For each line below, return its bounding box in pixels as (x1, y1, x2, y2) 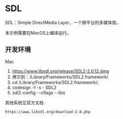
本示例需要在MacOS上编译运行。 (5, 30, 72, 35)
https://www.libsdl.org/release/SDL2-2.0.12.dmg (12, 68, 109, 74)
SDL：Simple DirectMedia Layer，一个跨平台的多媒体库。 (5, 19, 121, 25)
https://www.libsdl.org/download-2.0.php (5, 109, 91, 114)
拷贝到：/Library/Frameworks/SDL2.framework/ (12, 74, 108, 80)
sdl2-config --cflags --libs (12, 89, 65, 95)
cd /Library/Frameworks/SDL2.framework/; (12, 79, 99, 85)
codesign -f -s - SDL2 (12, 85, 57, 90)
